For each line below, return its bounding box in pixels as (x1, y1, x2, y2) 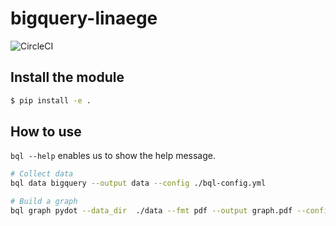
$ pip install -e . (10, 95, 92, 106)
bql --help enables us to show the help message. (10, 150, 217, 162)
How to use (10, 123, 82, 141)
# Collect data (10, 169, 74, 179)
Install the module (10, 69, 125, 86)
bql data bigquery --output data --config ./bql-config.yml (10, 178, 267, 189)
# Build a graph (10, 197, 78, 207)
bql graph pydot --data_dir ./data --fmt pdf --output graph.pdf (10, 206, 293, 216)
